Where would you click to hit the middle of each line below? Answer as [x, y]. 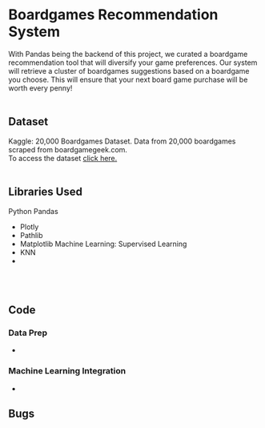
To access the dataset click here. [63, 158]
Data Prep [28, 333]
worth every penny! [40, 88]
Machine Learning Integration [67, 371]
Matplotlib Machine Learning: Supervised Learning [103, 244]
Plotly [29, 227]
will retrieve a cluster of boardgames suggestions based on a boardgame [129, 71]
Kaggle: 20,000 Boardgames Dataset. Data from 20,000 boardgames [122, 141]
